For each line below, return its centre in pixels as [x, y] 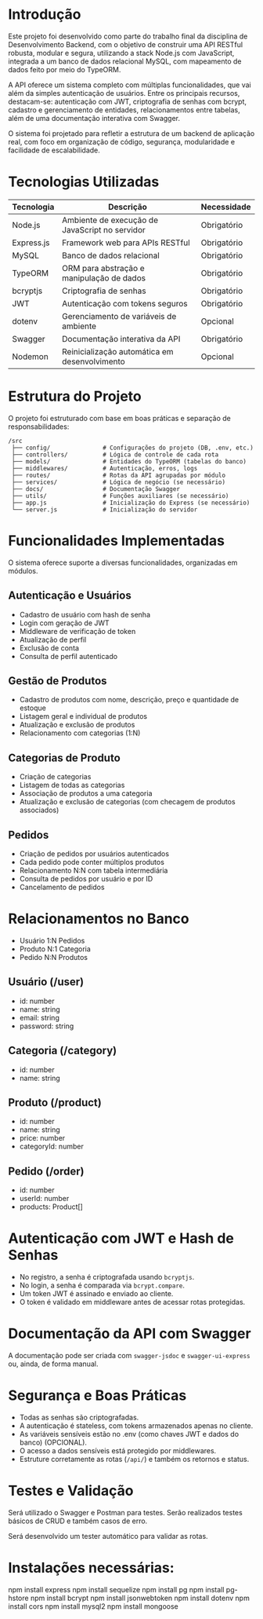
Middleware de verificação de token [77, 631]
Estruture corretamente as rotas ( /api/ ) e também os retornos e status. [134, 1459]
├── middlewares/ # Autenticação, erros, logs [104, 468]
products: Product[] [51, 1207]
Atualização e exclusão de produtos [77, 725]
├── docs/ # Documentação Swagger [95, 489]
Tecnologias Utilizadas [84, 182]
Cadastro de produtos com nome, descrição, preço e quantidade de [129, 700]
